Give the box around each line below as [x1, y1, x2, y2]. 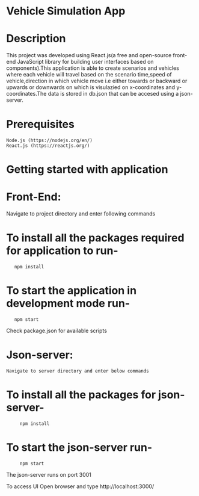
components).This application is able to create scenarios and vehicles [6, 64, 179, 72]
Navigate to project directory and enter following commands [6, 210, 156, 217]
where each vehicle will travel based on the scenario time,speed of [6, 71, 173, 78]
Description [6, 32, 66, 46]
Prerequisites [6, 117, 75, 131]
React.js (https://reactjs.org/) [6, 143, 90, 149]
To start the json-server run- [6, 441, 153, 454]
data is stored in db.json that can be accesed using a [47, 90, 179, 98]
